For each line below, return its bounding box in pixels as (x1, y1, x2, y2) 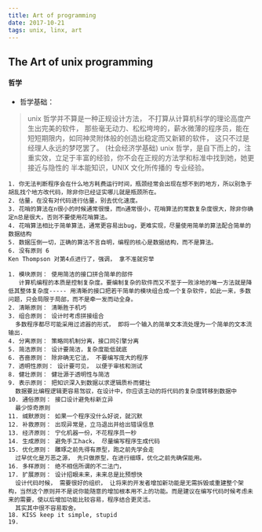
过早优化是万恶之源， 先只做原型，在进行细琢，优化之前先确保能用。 (15, 453, 206, 462)
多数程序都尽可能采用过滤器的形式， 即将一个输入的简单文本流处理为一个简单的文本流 (15, 320, 253, 328)
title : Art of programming (8, 11, 96, 20)
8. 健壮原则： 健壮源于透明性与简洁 (8, 370, 110, 378)
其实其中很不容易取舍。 (15, 504, 80, 512)
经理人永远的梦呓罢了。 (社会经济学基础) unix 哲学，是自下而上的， (27, 143, 245, 152)
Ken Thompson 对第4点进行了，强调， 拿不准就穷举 (8, 255, 155, 263)
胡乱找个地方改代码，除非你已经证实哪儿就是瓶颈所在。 (8, 188, 161, 196)
